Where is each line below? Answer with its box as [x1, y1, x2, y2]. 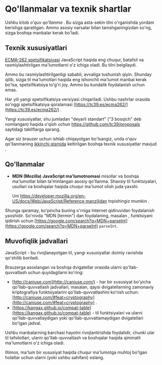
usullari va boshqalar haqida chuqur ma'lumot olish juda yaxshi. [12, 183, 139, 189]
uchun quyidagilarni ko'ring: [28, 270, 84, 276]
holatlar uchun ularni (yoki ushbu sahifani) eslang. [5, 355, 104, 361]
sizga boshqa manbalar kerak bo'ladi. [5, 30, 80, 35]
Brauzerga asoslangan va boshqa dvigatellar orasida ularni [5, 264, 122, 270]
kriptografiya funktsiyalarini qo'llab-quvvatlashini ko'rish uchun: [12, 289, 139, 295]
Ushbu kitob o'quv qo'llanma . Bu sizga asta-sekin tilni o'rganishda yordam [5, 19, 154, 25]
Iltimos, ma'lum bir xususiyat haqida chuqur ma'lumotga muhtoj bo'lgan [5, 349, 147, 355]
